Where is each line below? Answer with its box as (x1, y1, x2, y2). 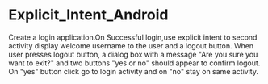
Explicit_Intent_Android (8, 6, 169, 24)
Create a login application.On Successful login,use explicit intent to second (8, 32, 258, 42)
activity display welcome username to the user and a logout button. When (8, 40, 254, 50)
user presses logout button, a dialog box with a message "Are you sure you (8, 49, 258, 59)
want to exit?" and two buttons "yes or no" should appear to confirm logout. (8, 58, 261, 68)
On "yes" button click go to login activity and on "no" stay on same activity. (8, 66, 258, 76)
